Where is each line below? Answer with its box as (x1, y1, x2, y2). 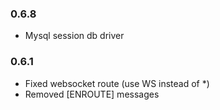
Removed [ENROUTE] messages (24, 88, 160, 100)
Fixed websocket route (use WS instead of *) (24, 77, 210, 89)
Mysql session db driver (24, 30, 125, 42)
